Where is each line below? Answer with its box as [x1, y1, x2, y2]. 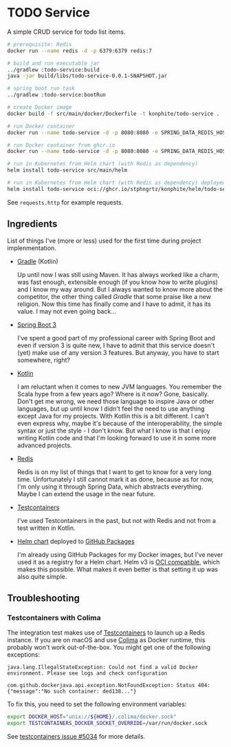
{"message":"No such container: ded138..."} [7, 688, 137, 695]
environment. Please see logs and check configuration [7, 670, 168, 677]
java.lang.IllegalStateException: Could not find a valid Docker [7, 664, 198, 671]
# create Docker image [7, 104, 72, 111]
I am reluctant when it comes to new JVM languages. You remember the [16, 382, 222, 391]
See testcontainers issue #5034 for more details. [7, 733, 146, 741]
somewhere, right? [16, 356, 71, 364]
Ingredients [7, 218, 58, 230]
